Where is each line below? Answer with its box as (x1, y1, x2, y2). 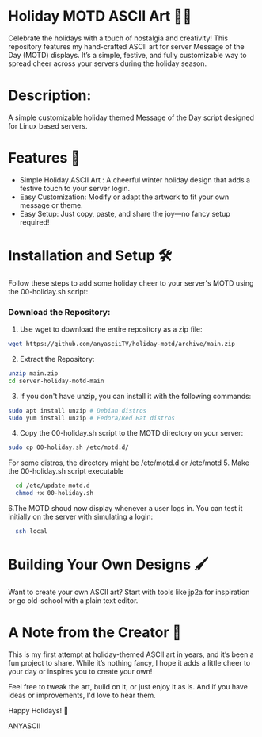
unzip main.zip (8, 369, 59, 378)
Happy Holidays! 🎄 (8, 705, 69, 715)
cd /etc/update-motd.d (15, 482, 90, 490)
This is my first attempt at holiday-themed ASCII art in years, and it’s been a (8, 650, 255, 659)
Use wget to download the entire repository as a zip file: (19, 324, 203, 334)
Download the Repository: (8, 306, 111, 317)
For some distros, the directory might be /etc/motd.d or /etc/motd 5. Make (8, 458, 249, 467)
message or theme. (19, 200, 83, 209)
